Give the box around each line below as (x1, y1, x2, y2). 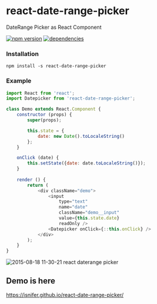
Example (6, 77, 32, 85)
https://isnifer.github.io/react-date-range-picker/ (6, 291, 124, 298)
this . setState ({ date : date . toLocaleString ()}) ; (27, 160, 146, 166)
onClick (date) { (16, 155, 59, 161)
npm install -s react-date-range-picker (6, 63, 107, 69)
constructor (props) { (16, 112, 72, 118)
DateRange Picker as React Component (6, 24, 102, 31)
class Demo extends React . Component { (6, 106, 101, 113)
